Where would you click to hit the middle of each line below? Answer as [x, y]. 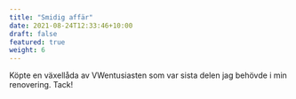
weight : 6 [28, 50]
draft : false [33, 34]
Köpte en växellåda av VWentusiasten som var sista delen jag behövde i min [148, 75]
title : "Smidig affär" [51, 17]
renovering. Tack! [41, 85]
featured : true [37, 42]
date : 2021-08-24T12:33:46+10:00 [71, 26]
